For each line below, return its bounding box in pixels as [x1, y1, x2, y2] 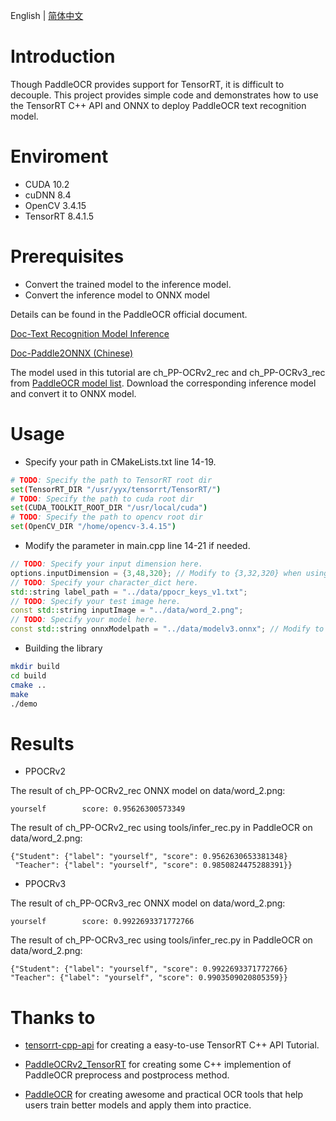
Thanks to [10, 1006, 96, 1029]
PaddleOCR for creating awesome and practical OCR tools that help [24, 1089, 304, 1101]
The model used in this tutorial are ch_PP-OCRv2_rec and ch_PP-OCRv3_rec [10, 366, 326, 378]
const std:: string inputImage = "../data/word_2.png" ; [10, 605, 244, 616]
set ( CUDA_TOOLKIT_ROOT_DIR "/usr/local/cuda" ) [10, 503, 208, 513]
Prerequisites [10, 245, 125, 268]
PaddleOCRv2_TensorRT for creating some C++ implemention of [24, 1059, 292, 1071]
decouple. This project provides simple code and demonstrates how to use [10, 89, 319, 101]
